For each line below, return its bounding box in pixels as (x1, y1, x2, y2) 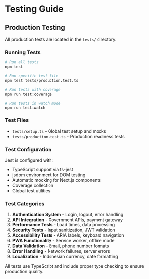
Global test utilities (12, 187, 50, 194)
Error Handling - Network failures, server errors (12, 248, 110, 254)
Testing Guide (5, 3, 64, 15)
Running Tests (5, 49, 41, 56)
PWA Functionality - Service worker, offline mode (12, 238, 115, 244)
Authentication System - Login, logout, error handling (12, 212, 124, 218)
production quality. (5, 269, 44, 275)
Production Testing (5, 23, 65, 32)
